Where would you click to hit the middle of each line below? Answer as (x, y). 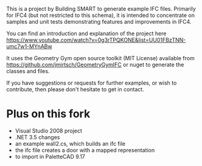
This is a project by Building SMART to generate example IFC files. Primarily (101, 9)
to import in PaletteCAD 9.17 (50, 156)
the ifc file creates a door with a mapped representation (85, 150)
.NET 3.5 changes (37, 137)
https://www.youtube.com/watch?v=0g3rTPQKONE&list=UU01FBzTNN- (96, 40)
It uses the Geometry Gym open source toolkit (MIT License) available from (100, 58)
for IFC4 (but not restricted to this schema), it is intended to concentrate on (100, 15)
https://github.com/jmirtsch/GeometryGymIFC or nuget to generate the (95, 64)
